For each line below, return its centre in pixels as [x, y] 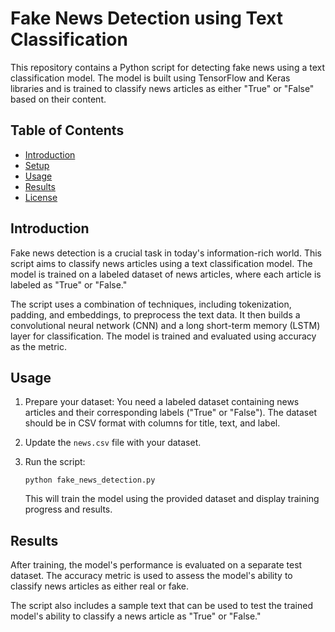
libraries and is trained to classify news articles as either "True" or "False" [162, 88]
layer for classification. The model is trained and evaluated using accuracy [163, 336]
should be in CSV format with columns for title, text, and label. [152, 423]
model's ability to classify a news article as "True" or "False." [136, 616]
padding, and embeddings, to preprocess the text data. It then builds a [155, 314]
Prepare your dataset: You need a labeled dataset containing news [162, 402]
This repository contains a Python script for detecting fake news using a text [168, 67]
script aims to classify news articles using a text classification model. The [161, 263]
